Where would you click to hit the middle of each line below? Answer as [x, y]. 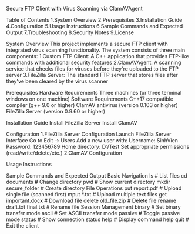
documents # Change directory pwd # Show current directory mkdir [88, 182]
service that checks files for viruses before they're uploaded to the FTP [93, 69]
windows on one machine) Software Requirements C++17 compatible [90, 99]
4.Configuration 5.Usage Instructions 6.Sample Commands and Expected [95, 26]
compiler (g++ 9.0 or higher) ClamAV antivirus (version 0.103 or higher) [92, 105]
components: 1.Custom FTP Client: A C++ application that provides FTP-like [97, 56]
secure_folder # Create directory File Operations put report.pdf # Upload [94, 188]
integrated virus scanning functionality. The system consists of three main [96, 50]
